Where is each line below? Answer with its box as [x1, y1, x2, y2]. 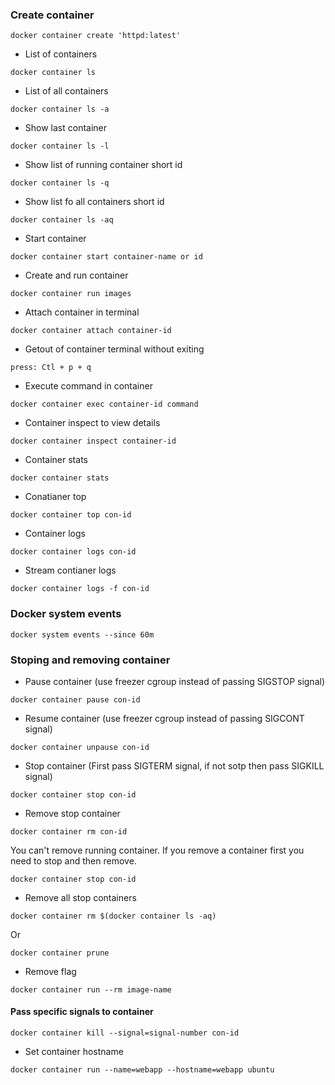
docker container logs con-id [10, 547, 137, 557]
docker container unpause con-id [10, 742, 150, 752]
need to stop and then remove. [10, 854, 137, 867]
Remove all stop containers [24, 891, 137, 903]
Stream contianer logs [24, 564, 117, 577]
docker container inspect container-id [10, 436, 177, 447]
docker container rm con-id [10, 826, 128, 837]
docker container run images [10, 289, 132, 299]
